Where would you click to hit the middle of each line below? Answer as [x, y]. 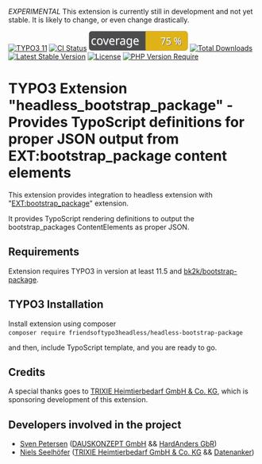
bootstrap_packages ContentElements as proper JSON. [99, 227]
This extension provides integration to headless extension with [110, 194]
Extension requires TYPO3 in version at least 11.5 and [95, 271]
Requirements [44, 252]
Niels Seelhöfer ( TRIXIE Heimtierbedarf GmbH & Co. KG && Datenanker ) [137, 452]
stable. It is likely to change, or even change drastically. [99, 20]
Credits [27, 372]
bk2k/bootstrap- [211, 271]
